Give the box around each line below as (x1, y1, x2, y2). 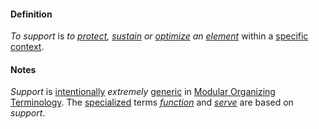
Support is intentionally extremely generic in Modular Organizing (10, 86, 276, 98)
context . (10, 41, 45, 53)
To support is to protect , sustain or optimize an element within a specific (10, 30, 309, 42)
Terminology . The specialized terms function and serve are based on (10, 96, 294, 109)
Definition (10, 8, 53, 20)
